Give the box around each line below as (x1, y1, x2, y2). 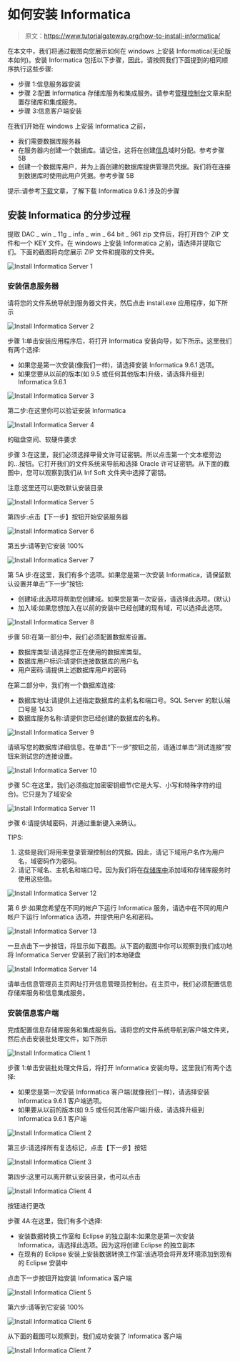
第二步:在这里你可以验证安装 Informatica (7, 407, 126, 415)
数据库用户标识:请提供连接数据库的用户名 (17, 657, 139, 665)
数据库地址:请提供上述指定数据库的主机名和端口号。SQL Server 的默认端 (17, 696, 231, 704)
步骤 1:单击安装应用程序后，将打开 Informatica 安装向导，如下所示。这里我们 (7, 336, 232, 345)
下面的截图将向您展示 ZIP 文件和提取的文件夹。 (19, 247, 159, 256)
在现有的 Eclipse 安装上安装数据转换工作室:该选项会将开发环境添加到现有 (17, 1250, 233, 1258)
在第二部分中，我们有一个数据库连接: (7, 681, 116, 689)
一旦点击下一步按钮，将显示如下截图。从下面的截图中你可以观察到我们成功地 (7, 942, 233, 950)
